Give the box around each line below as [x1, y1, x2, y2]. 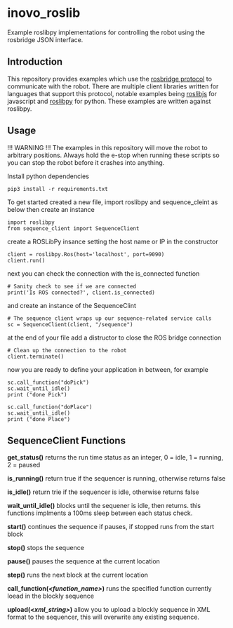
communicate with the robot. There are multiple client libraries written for [7, 82, 219, 91]
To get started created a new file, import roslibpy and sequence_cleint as [7, 198, 218, 206]
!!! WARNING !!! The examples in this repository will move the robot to [7, 143, 208, 152]
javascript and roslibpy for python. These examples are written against [7, 97, 211, 105]
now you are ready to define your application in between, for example [7, 365, 208, 373]
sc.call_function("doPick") [7, 379, 90, 386]
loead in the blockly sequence [7, 592, 95, 601]
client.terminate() [7, 353, 65, 360]
